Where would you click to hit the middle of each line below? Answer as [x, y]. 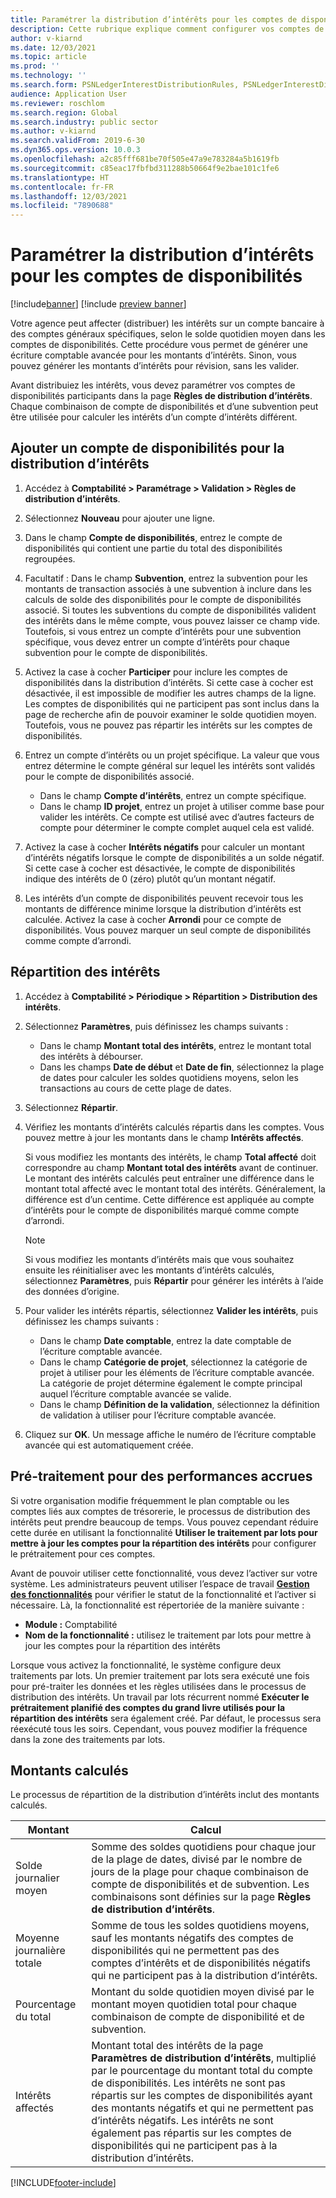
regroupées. [50, 558]
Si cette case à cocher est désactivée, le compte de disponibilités [160, 868]
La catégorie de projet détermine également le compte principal [171, 1383]
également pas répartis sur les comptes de [191, 2133]
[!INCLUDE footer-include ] [63, 2183]
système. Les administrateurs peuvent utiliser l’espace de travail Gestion [160, 1583]
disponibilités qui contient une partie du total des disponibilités [153, 548]
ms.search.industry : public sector [84, 122]
